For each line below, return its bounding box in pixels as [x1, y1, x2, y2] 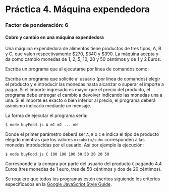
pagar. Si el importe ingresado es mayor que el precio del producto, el [5, 87, 150, 93]
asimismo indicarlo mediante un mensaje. [5, 103, 92, 109]
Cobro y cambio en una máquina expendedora [5, 34, 104, 40]
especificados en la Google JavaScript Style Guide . [5, 181, 112, 187]
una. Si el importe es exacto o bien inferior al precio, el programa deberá [5, 97, 156, 103]
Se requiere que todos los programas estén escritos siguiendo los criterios [5, 176, 160, 182]
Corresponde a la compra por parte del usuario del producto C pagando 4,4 [5, 161, 162, 167]
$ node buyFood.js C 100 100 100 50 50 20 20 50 [5, 152, 109, 157]
